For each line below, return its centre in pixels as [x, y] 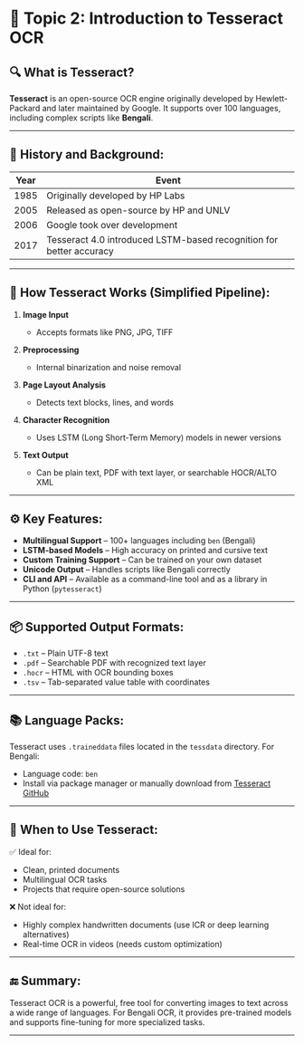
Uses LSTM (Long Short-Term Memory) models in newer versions [159, 437]
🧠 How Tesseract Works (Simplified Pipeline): [140, 293]
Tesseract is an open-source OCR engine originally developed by [132, 98]
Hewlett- [272, 98]
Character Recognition [66, 419]
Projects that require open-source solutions [104, 889]
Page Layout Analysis [64, 385]
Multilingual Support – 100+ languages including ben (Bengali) [139, 541]
